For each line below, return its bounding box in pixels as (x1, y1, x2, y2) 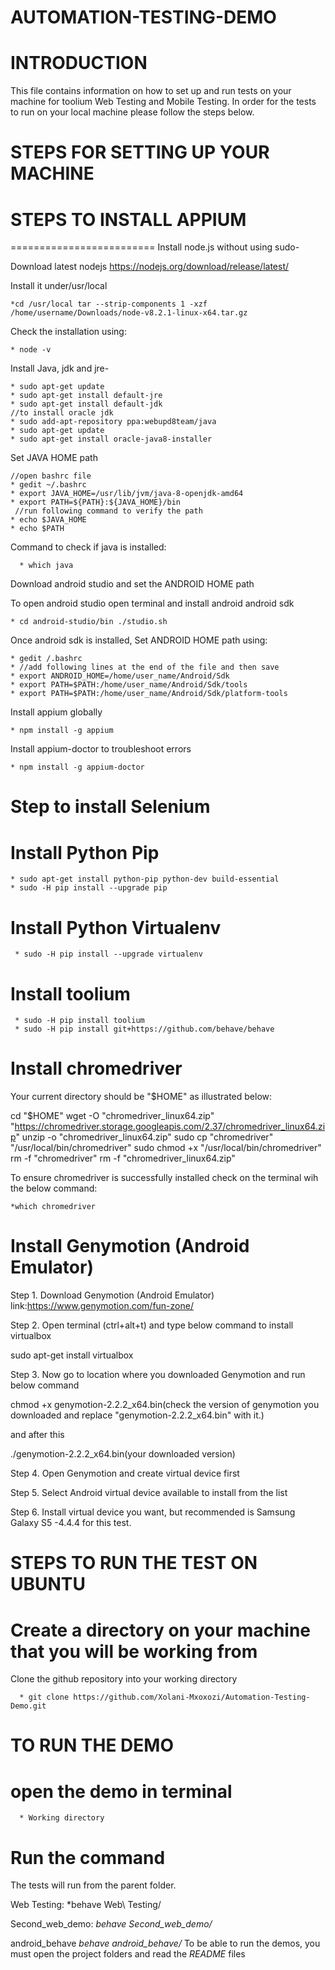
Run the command (10, 1846, 166, 1869)
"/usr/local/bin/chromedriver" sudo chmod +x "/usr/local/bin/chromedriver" (10, 1142, 322, 1154)
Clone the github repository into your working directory (10, 1673, 238, 1685)
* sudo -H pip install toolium (14, 1016, 145, 1026)
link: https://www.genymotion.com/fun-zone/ (10, 1300, 194, 1312)
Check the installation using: (10, 326, 127, 338)
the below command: (10, 1182, 98, 1195)
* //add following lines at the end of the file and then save (10, 662, 280, 673)
